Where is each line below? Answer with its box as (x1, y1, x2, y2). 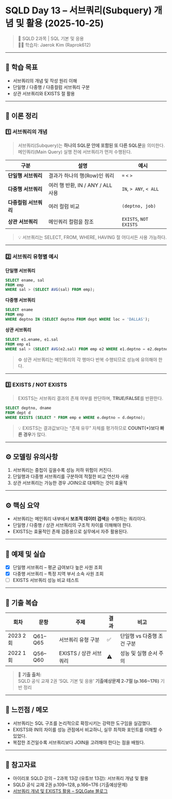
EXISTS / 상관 (58, 649, 91, 657)
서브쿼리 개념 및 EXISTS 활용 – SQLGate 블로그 (12, 788, 108, 794)
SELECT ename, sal (5, 278, 45, 283)
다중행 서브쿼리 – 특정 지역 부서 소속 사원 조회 (12, 571, 104, 577)
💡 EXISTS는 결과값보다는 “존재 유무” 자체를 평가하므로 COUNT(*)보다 (17, 425, 160, 431)
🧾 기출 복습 (5, 598, 38, 607)
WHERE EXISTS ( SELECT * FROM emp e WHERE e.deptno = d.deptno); (5, 415, 145, 420)
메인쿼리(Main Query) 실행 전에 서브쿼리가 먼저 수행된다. (17, 149, 132, 155)
